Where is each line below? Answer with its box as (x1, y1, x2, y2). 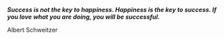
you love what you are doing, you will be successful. (7, 13, 160, 21)
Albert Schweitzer (7, 26, 58, 34)
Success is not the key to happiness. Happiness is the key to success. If (7, 6, 217, 13)
